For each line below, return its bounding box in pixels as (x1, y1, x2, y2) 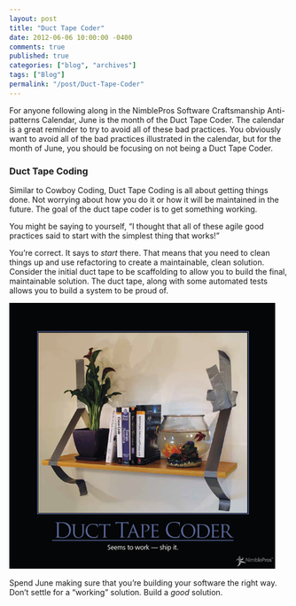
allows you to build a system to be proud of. (9, 285, 168, 296)
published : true (9, 51, 69, 61)
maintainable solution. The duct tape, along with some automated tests (9, 276, 269, 287)
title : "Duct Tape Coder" (9, 23, 105, 33)
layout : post (9, 14, 58, 23)
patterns (9, 114, 40, 125)
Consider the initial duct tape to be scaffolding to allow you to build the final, (9, 267, 288, 277)
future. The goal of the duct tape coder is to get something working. (9, 204, 258, 214)
